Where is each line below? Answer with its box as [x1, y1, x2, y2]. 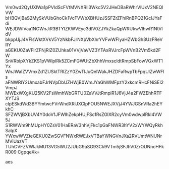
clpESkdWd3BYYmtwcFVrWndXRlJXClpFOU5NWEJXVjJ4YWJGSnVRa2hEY [5, 101, 163, 106]
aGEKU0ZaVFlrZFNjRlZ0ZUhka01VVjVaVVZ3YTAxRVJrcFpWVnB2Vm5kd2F [5, 47, 161, 53]
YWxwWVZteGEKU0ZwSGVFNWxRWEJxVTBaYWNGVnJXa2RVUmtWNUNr [5, 133, 162, 139]
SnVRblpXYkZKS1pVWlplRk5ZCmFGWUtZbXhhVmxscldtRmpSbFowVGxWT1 [5, 58, 163, 64]
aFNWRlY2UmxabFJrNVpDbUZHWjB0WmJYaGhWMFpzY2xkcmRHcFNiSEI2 [5, 79, 164, 85]
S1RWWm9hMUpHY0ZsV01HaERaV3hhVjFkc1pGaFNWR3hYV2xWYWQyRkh [5, 122, 163, 128]
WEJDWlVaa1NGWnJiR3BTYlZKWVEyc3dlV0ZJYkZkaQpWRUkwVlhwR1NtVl [5, 26, 163, 32]
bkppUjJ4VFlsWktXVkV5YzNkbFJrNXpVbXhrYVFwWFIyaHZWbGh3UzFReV [5, 36, 163, 42]
